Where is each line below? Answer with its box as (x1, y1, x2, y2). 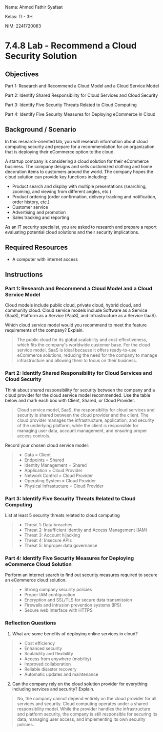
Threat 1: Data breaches (24, 521, 73, 527)
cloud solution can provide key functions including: (5, 173, 108, 180)
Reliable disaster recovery (24, 666, 77, 672)
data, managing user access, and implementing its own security (17, 716, 145, 722)
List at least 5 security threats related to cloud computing (5, 512, 120, 518)
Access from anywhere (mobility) (24, 656, 92, 662)
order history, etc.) (12, 199, 50, 205)
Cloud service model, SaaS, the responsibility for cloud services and (17, 407, 155, 412)
